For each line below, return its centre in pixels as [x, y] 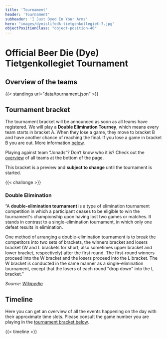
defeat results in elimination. [34, 227]
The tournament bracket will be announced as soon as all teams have [77, 121]
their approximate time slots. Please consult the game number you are [77, 317]
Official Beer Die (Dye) [52, 53]
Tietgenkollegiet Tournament [67, 64]
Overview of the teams [41, 82]
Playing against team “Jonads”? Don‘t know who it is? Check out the [75, 152]
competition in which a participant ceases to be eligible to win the [73, 211]
